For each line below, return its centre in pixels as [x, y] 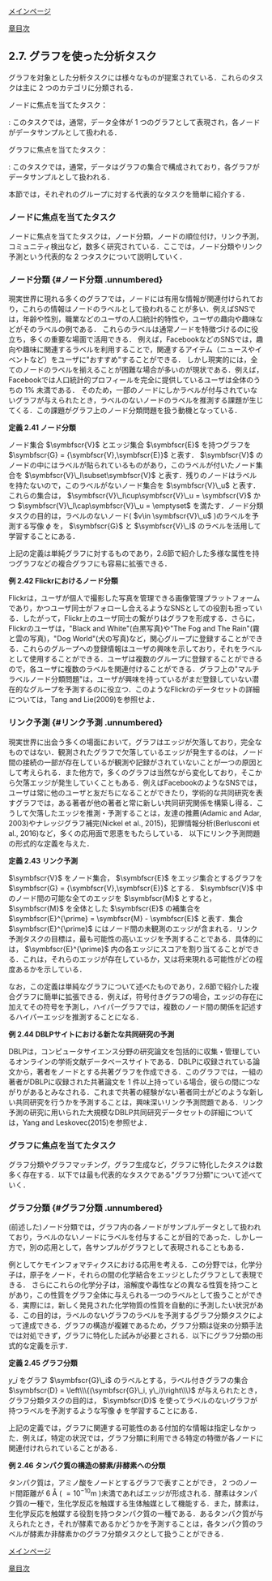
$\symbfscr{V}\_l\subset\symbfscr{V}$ [90, 476]
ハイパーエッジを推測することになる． [79, 1017]
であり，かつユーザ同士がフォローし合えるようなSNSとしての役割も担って [132, 608]
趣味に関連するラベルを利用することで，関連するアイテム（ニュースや [138, 350]
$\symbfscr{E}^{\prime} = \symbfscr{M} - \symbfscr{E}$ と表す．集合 [126, 918]
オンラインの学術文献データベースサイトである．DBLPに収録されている [134, 1062]
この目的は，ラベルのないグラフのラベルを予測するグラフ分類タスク [136, 1316]
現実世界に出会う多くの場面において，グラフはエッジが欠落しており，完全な [135, 742]
